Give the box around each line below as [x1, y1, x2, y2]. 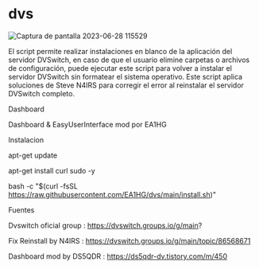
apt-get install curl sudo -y [8, 166, 95, 175]
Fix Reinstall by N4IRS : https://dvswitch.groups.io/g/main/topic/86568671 [8, 236, 251, 245]
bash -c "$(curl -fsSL [8, 181, 78, 191]
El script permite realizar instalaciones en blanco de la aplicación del [8, 46, 233, 56]
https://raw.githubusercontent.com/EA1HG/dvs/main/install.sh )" [8, 189, 217, 199]
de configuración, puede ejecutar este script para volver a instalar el [8, 63, 233, 72]
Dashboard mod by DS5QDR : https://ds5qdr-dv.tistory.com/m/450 [8, 251, 228, 261]
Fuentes [8, 205, 35, 215]
